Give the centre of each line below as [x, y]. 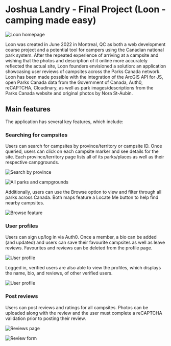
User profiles [22, 226]
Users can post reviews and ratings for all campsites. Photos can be [77, 307]
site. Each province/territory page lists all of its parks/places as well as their [85, 157]
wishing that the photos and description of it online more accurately [77, 60]
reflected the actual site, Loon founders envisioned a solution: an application [86, 66]
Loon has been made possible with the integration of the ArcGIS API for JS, [84, 77]
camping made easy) [51, 20]
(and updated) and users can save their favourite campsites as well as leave [85, 243]
